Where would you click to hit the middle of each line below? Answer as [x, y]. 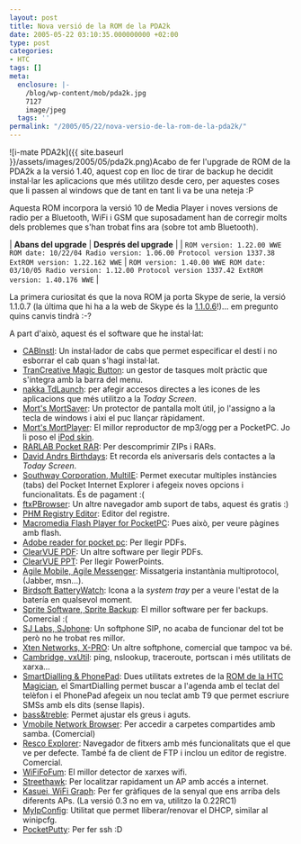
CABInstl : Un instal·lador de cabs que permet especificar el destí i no [150, 351]
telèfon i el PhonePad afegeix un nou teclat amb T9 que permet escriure [155, 695]
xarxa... [36, 667]
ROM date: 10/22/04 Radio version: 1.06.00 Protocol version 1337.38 [142, 253]
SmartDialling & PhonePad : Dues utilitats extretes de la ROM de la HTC [153, 676]
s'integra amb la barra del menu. [83, 380]
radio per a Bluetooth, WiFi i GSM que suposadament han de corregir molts [148, 218]
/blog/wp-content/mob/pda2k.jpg [86, 93]
